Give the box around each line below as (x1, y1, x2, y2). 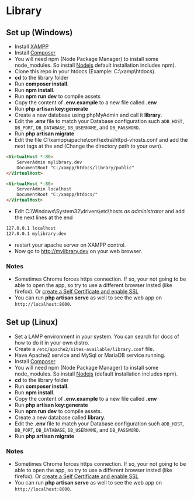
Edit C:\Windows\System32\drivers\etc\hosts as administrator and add (14, 208, 185, 214)
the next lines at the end (14, 214, 73, 221)
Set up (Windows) (6, 28, 73, 37)
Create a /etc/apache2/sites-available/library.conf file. (14, 345, 155, 352)
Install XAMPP (14, 43, 49, 50)
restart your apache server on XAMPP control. (14, 241, 126, 248)
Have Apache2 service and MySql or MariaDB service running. (14, 352, 165, 359)
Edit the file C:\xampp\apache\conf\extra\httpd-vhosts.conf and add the (14, 137, 188, 143)
